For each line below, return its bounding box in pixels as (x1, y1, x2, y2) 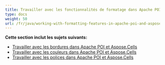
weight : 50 (5, 16, 27, 21)
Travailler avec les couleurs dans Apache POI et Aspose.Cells (12, 49, 137, 55)
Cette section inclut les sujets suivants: (5, 34, 87, 40)
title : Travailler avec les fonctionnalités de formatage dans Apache (5, 7, 153, 12)
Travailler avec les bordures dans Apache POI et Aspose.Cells (12, 44, 137, 50)
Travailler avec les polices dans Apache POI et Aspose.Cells (12, 55, 134, 61)
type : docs (5, 12, 27, 17)
